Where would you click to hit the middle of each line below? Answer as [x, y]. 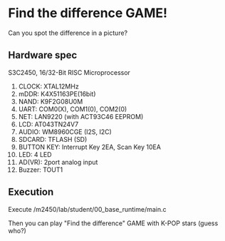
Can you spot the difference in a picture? [68, 33]
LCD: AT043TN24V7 [48, 124]
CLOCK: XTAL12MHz [48, 86]
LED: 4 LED [35, 154]
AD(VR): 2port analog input [58, 162]
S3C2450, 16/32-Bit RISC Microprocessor [69, 72]
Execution [31, 192]
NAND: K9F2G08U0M [51, 101]
